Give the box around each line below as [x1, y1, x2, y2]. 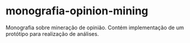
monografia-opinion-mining [5, 4, 149, 18]
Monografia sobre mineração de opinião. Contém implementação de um [5, 24, 184, 31]
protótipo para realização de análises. [5, 30, 99, 37]
